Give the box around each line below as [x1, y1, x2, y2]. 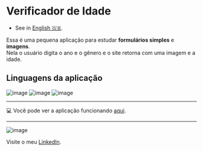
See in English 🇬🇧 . [14, 24, 63, 31]
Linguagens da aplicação [6, 73, 103, 83]
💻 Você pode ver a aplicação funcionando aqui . [6, 107, 126, 114]
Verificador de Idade [6, 4, 111, 18]
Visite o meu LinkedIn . [6, 138, 62, 146]
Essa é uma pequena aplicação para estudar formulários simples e [6, 36, 175, 43]
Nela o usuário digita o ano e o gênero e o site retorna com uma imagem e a [6, 49, 196, 56]
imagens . [6, 42, 30, 50]
